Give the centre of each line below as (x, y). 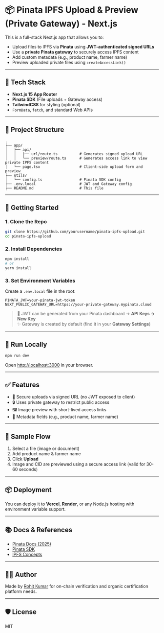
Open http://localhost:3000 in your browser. (49, 365)
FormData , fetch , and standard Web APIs (52, 110)
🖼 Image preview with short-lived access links (59, 409)
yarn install (18, 268)
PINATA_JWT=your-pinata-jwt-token (40, 300)
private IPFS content (27, 163)
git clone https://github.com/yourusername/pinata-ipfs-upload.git (75, 232)
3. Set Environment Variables (40, 281)
